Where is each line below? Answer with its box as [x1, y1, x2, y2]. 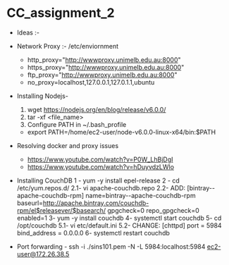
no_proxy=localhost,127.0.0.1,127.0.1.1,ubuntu [27, 78, 155, 86]
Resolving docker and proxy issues [16, 141, 119, 149]
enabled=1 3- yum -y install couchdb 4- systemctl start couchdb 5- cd [16, 214, 222, 222]
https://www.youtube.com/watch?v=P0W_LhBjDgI [27, 155, 173, 164]
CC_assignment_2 [6, 5, 115, 21]
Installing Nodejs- [16, 92, 68, 100]
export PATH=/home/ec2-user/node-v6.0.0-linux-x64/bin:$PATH [27, 128, 216, 136]
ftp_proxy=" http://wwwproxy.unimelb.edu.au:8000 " [27, 70, 178, 79]
